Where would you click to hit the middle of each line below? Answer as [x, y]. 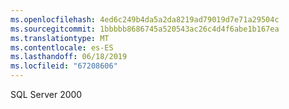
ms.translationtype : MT [60, 38]
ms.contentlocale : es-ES [62, 47]
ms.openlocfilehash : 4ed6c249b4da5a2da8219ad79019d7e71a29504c [145, 19]
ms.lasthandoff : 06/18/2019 [69, 57]
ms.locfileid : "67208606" [64, 66]
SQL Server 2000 [46, 94]
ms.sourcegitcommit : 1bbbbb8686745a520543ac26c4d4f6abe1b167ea [145, 29]
